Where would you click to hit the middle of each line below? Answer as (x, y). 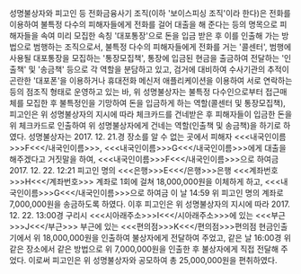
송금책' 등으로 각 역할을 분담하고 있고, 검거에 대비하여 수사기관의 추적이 (164, 69)
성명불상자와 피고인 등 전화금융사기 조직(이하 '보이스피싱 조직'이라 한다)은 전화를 (150, 13)
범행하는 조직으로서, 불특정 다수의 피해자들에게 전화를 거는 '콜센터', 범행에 (162, 47)
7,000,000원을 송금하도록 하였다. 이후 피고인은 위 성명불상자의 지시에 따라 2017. (150, 204)
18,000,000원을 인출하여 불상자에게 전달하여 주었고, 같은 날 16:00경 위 (167, 238)
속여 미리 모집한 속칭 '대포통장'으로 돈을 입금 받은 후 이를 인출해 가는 (160, 35)
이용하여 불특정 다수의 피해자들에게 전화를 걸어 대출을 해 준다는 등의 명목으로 (144, 24)
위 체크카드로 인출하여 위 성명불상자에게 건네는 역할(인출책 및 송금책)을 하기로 (145, 125)
